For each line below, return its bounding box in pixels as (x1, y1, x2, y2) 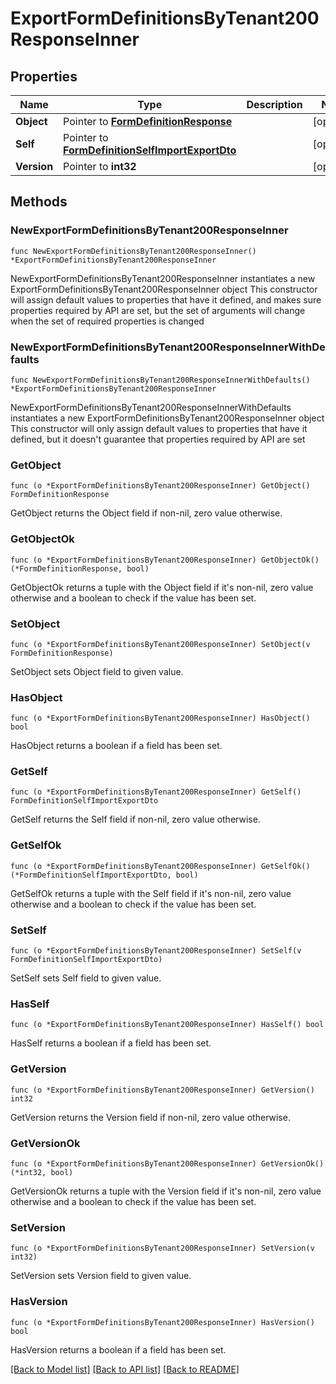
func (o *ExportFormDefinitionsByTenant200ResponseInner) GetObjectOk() (10, 555, 320, 565)
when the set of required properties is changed (10, 315, 205, 327)
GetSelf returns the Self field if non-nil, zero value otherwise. (10, 813, 261, 826)
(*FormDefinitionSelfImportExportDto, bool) (10, 870, 199, 880)
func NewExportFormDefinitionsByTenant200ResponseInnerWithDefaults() (10, 375, 311, 385)
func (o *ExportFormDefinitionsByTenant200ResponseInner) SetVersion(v (10, 1243, 315, 1254)
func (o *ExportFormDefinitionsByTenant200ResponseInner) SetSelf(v (10, 946, 302, 956)
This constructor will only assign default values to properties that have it (10, 422, 308, 434)
